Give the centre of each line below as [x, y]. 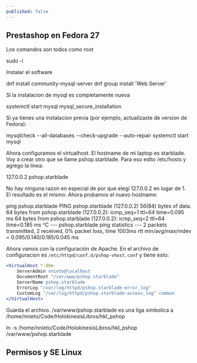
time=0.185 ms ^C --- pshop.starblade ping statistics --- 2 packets [87, 225]
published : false [27, 11]
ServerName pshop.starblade [51, 282]
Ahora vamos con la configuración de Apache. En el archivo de [82, 249]
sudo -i [15, 61]
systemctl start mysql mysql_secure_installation [64, 106]
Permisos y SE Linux [44, 352]
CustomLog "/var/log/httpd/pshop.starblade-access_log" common [96, 293]
